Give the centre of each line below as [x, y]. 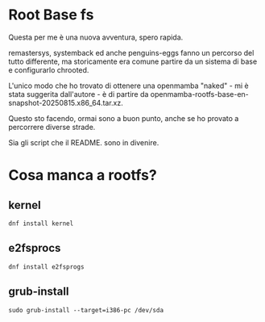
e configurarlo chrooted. [49, 69]
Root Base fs [51, 15]
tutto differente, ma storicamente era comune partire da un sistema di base [133, 61]
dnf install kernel [41, 224]
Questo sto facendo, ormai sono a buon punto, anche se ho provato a [124, 118]
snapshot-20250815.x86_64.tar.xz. [66, 102]
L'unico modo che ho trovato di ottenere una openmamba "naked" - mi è [128, 86]
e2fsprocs [35, 248]
